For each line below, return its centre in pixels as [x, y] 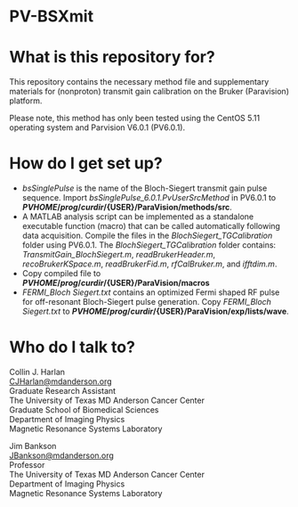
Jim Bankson [33, 446]
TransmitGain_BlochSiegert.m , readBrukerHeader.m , [119, 255]
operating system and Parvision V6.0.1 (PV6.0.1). [97, 127]
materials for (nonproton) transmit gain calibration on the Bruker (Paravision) [149, 92]
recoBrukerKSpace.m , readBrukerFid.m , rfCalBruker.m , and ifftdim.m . [149, 264]
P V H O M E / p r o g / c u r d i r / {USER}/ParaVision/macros [116, 283]
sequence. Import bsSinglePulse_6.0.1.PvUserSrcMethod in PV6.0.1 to [149, 198]
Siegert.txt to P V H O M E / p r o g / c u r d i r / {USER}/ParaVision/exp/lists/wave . [155, 311]
